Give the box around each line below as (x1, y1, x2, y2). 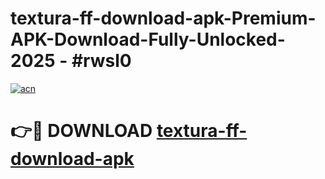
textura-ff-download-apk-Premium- (10, 7, 317, 30)
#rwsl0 (71, 50, 132, 72)
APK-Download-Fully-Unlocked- (10, 28, 286, 51)
